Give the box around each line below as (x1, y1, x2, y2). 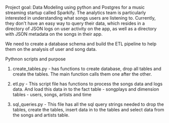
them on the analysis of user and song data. (5, 46, 97, 52)
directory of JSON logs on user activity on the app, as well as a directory (5, 26, 157, 32)
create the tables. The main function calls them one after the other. (12, 71, 152, 77)
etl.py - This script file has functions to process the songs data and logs (12, 81, 163, 87)
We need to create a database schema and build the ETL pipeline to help (5, 41, 157, 47)
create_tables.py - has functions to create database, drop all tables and (12, 66, 161, 72)
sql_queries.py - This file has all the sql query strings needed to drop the (12, 101, 164, 107)
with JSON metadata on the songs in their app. (5, 31, 103, 37)
